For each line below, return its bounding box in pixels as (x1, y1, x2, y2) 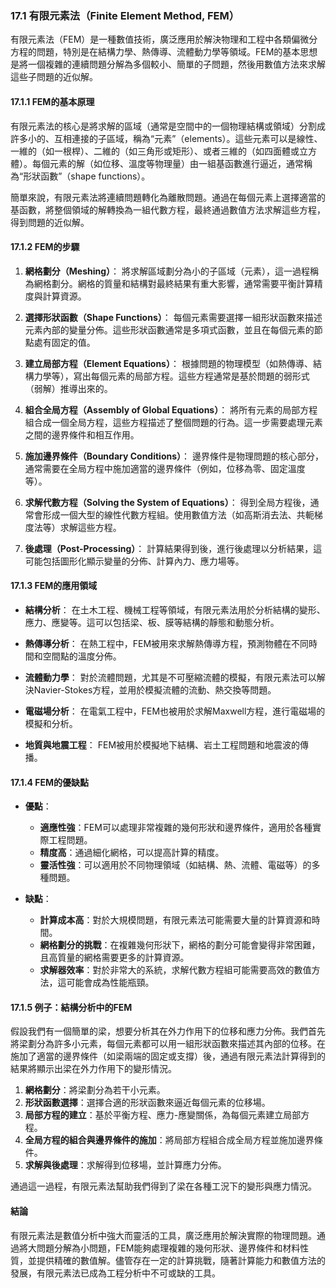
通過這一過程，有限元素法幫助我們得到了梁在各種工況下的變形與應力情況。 (10, 1180, 317, 1192)
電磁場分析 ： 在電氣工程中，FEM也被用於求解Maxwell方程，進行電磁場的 (24, 705, 326, 717)
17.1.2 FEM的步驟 (10, 241, 80, 253)
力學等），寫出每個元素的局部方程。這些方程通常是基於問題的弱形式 (33, 370, 310, 382)
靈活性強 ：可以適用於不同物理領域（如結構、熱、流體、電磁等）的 (39, 859, 312, 871)
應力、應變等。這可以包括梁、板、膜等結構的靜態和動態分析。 (24, 616, 280, 628)
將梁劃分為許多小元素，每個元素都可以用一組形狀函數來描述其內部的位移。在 (10, 1038, 326, 1050)
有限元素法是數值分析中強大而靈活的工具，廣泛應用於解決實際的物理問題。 (10, 1229, 317, 1241)
